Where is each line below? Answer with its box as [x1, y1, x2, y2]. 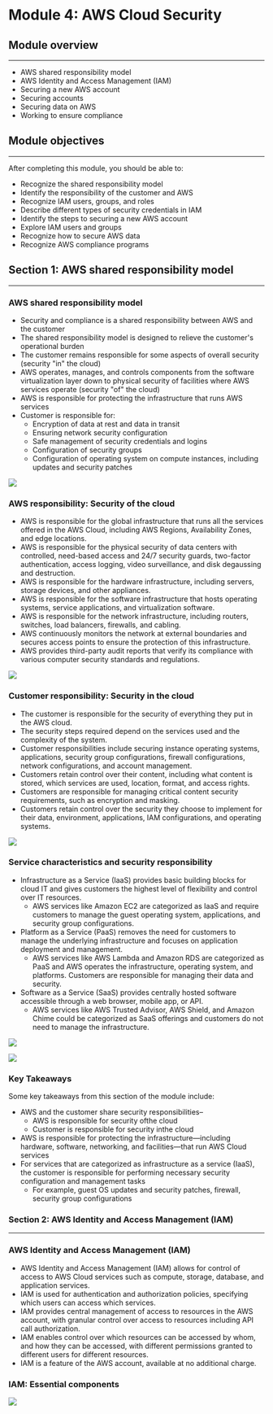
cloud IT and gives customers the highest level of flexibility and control [19, 884, 258, 893]
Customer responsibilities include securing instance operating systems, [19, 743, 260, 753]
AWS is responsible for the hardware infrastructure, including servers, [19, 577, 254, 587]
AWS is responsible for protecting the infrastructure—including [19, 1133, 232, 1143]
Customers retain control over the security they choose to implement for [19, 804, 262, 814]
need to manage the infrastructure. [32, 1022, 149, 1032]
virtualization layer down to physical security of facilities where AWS [19, 376, 249, 386]
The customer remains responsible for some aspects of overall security [19, 350, 260, 360]
